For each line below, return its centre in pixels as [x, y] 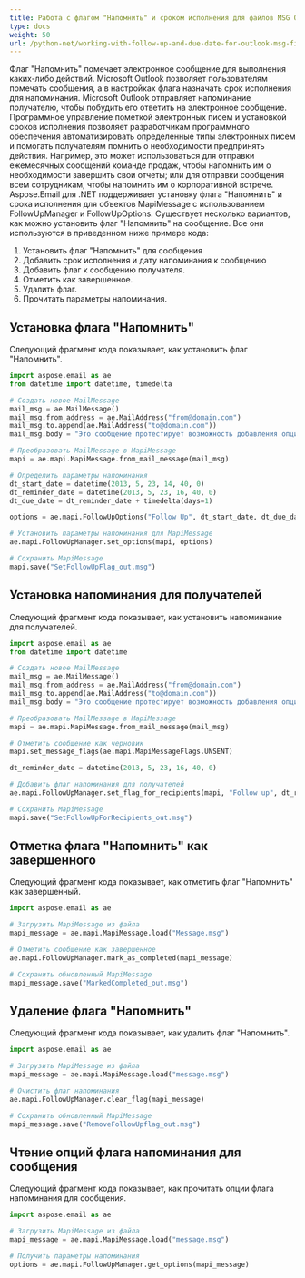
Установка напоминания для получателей [136, 595]
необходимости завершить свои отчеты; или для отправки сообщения [147, 175]
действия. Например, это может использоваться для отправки [132, 156]
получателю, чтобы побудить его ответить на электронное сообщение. [148, 108]
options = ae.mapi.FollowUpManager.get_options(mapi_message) [129, 1264]
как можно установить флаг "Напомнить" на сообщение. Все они [137, 223]
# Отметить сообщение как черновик [77, 743]
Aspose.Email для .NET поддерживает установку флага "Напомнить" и [146, 194]
